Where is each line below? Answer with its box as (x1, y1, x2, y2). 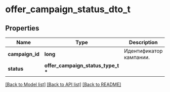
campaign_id (8, 51, 39, 57)
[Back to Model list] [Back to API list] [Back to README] (5, 81, 121, 87)
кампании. (123, 54, 150, 60)
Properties (5, 24, 39, 33)
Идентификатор (123, 47, 163, 54)
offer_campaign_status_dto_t (5, 4, 131, 15)
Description (129, 39, 158, 46)
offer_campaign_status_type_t (44, 62, 119, 69)
